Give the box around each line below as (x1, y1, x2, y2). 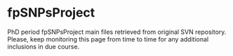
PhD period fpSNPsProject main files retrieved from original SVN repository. (7, 28, 227, 36)
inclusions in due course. (7, 42, 80, 50)
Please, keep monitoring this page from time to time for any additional (7, 35, 209, 43)
